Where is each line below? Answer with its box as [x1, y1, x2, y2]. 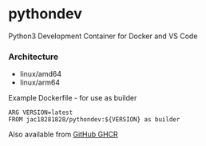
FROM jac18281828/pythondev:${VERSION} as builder [8, 116, 180, 124]
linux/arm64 [19, 77, 61, 88]
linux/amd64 [19, 69, 62, 79]
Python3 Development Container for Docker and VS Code [8, 31, 198, 41]
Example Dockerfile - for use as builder [8, 93, 137, 103]
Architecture [8, 51, 59, 62]
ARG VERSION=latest [8, 109, 73, 116]
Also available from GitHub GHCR [8, 129, 118, 140]
